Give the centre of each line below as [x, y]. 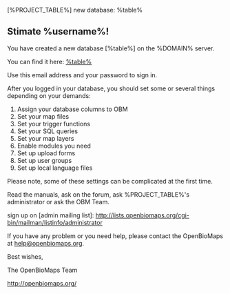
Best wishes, [25, 256]
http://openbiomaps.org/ [42, 283]
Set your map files [43, 116]
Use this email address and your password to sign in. [82, 75]
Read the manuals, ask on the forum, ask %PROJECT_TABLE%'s [98, 194]
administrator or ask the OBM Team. [59, 202]
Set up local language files [55, 168]
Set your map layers [45, 138]
